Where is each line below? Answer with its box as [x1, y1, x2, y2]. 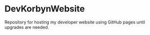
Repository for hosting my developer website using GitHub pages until [4, 19, 146, 25]
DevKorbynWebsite [4, 3, 85, 14]
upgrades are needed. [4, 24, 49, 30]
